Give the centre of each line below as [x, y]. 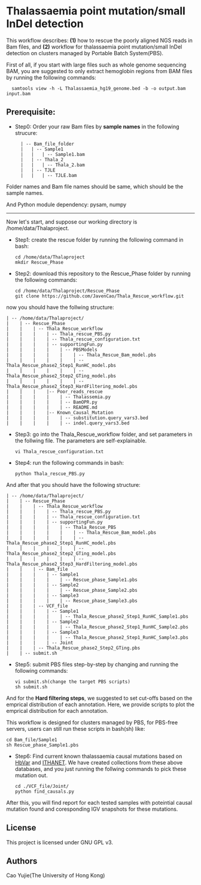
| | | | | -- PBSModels [52, 350]
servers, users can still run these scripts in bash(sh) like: [76, 729]
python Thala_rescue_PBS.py [50, 474]
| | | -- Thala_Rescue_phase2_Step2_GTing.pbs [73, 648]
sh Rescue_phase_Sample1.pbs [42, 745]
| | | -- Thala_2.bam [53, 165]
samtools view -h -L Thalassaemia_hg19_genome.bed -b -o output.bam [99, 88]
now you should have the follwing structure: [60, 307]
